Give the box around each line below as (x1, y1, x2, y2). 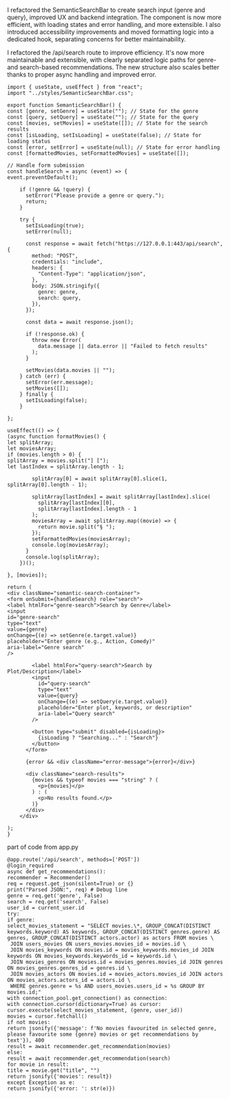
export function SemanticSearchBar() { (7, 102, 122, 109)
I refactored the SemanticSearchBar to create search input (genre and (7, 6, 205, 14)
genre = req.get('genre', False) (7, 892, 103, 899)
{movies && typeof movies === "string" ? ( (32, 777, 158, 784)
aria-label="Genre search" (7, 644, 85, 651)
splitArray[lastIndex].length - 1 (37, 505, 137, 512)
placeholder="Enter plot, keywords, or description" (37, 704, 193, 711)
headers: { (32, 264, 63, 271)
